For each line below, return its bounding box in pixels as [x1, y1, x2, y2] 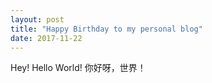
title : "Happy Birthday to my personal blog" [10, 24, 203, 34]
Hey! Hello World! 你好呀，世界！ [10, 62, 147, 74]
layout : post [10, 14, 65, 25]
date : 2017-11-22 [10, 33, 83, 43]
